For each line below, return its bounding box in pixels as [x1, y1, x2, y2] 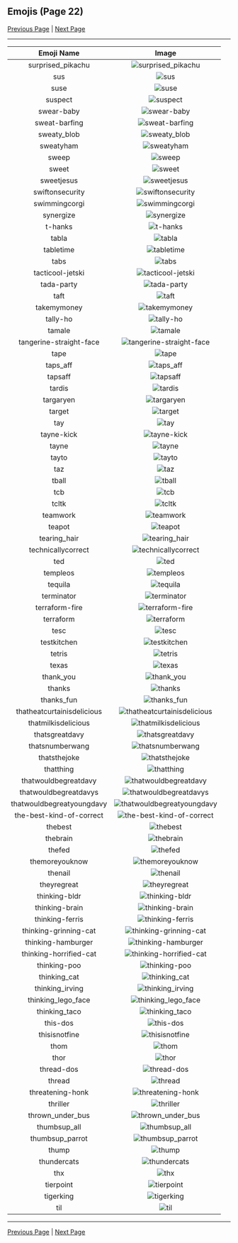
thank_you [42, 671, 76, 681]
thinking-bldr [36, 891, 81, 901]
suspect [45, 94, 73, 104]
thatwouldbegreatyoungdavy [11, 798, 108, 808]
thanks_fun [40, 695, 78, 705]
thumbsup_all [36, 1122, 81, 1131]
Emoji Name [38, 48, 80, 58]
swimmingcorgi [33, 198, 85, 208]
